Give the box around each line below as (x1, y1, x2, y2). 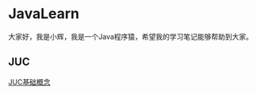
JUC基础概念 (8, 77, 51, 87)
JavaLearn (8, 5, 79, 23)
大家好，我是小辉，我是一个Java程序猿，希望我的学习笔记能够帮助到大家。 (8, 32, 254, 41)
